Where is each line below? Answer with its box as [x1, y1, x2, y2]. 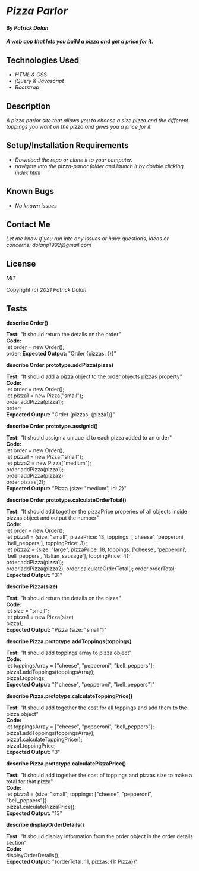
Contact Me [6, 220, 50, 230]
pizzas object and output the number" [6, 514, 99, 521]
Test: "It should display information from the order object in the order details [6, 833, 193, 840]
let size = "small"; [6, 607, 49, 614]
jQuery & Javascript [14, 78, 64, 85]
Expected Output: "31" [6, 572, 62, 579]
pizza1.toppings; [6, 675, 46, 682]
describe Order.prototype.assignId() [6, 422, 98, 430]
